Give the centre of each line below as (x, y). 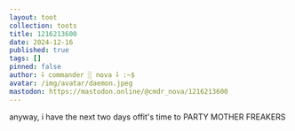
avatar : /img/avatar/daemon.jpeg (71, 83)
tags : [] (25, 58)
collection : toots (43, 26)
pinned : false (36, 67)
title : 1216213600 (43, 34)
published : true (39, 50)
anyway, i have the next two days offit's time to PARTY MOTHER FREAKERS (147, 117)
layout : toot (33, 17)
